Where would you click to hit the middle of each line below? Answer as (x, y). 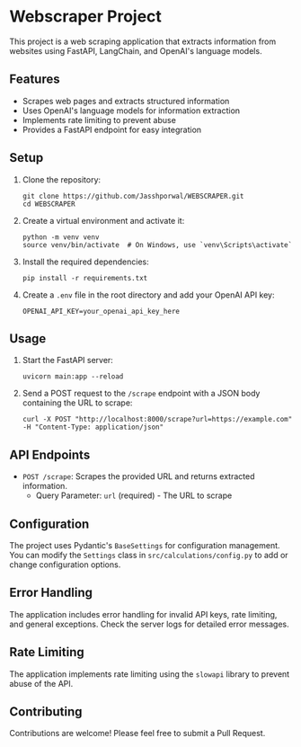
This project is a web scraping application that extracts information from (143, 41)
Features (35, 80)
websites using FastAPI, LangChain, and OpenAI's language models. (136, 50)
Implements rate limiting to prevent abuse (99, 120)
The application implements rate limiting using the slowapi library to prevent (150, 674)
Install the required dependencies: (86, 262)
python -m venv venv (61, 237)
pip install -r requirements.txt (85, 278)
